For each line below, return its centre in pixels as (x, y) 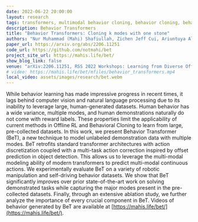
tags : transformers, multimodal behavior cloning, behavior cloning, (93, 22)
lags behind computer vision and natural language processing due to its (93, 100)
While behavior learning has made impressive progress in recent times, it (95, 94)
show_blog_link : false (34, 61)
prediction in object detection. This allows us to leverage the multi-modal (95, 157)
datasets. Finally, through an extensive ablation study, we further (108, 194)
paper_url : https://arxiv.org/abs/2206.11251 (63, 45)
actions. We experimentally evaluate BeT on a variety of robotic (83, 169)
